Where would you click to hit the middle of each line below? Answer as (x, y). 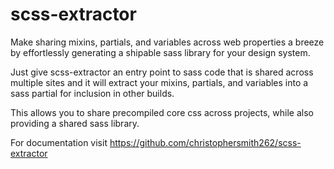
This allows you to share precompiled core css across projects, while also (162, 112)
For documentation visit (59, 142)
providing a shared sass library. (75, 123)
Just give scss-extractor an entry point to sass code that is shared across (162, 72)
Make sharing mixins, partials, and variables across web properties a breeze (167, 42)
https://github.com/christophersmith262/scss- (205, 142)
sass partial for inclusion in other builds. (92, 93)
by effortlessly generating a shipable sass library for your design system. (160, 52)
